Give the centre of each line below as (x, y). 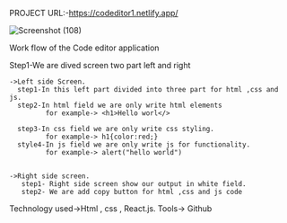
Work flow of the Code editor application (84, 48)
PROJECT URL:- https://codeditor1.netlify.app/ (94, 13)
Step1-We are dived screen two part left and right (100, 65)
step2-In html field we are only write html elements (120, 105)
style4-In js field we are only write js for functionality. (134, 145)
